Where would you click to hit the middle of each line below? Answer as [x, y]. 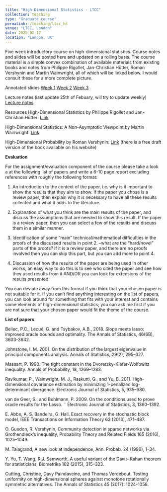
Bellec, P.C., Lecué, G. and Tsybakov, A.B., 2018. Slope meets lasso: [75, 329]
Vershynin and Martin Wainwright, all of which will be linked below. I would [81, 73]
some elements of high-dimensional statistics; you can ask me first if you [80, 304]
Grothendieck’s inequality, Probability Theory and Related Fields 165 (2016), [83, 434]
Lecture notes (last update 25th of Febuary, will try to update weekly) [76, 97]
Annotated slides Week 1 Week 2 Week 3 [47, 87]
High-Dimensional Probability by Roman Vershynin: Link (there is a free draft [83, 142]
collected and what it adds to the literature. [56, 202]
